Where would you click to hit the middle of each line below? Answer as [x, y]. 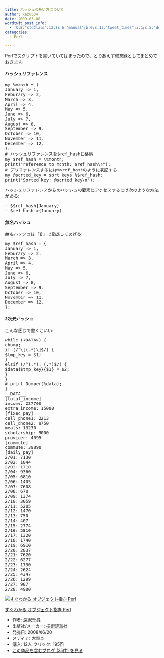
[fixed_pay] [19, 414]
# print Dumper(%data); [33, 384]
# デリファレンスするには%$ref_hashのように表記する [61, 170]
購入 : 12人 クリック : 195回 [38, 644]
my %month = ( [22, 85]
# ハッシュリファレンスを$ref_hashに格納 [49, 154]
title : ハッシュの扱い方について [35, 10]
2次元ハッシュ [19, 318]
